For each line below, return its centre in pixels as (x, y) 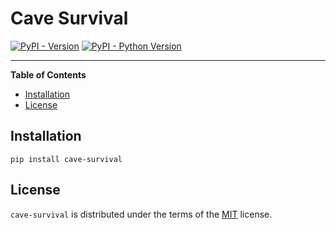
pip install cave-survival (66, 159)
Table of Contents (48, 74)
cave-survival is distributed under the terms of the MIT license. (141, 214)
